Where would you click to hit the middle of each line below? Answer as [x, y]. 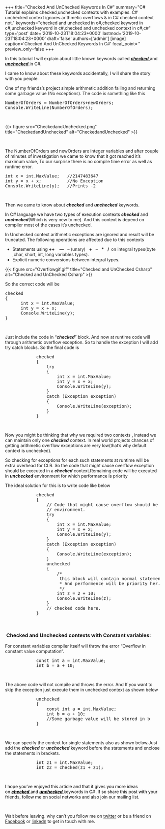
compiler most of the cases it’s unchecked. [49, 225]
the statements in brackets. [33, 753]
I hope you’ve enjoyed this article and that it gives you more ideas [72, 787]
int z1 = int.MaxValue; [65, 763]
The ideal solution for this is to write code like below [58, 485]
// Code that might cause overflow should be [102, 505]
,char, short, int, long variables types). [51, 254]
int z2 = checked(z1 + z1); [70, 768]
